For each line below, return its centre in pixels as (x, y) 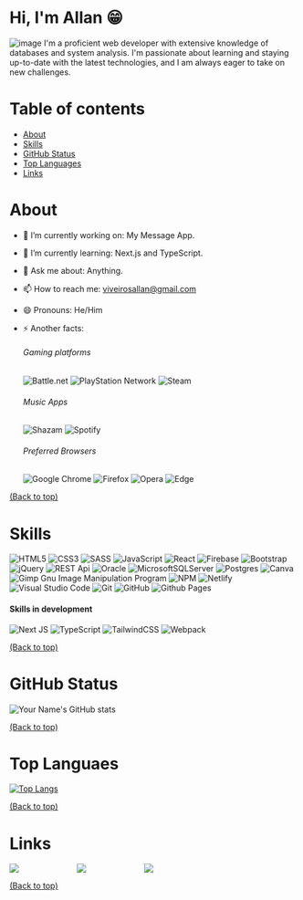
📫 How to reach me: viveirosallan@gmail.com (110, 288)
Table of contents (78, 109)
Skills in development (51, 609)
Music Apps (45, 402)
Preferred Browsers (59, 451)
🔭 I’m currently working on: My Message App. (109, 235)
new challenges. (40, 72)
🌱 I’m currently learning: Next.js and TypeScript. (113, 253)
